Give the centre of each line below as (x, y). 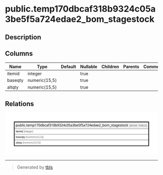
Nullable (89, 66)
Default (68, 66)
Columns (19, 54)
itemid (13, 74)
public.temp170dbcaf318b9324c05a (81, 9)
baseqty (15, 80)
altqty (13, 87)
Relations (20, 103)
